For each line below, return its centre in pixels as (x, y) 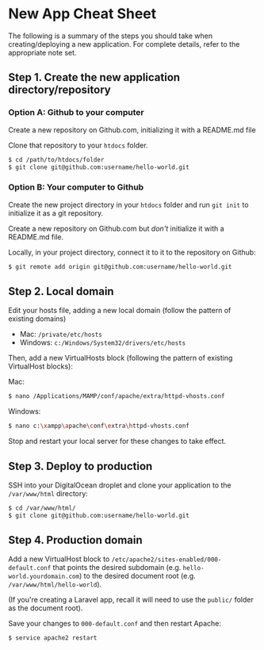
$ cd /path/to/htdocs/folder (56, 159)
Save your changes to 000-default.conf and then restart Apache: (115, 624)
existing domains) (37, 319)
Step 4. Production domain (75, 540)
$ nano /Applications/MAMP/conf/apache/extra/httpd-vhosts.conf (117, 396)
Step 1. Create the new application (94, 77)
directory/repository (59, 90)
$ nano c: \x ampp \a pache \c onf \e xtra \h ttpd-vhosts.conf (99, 426)
